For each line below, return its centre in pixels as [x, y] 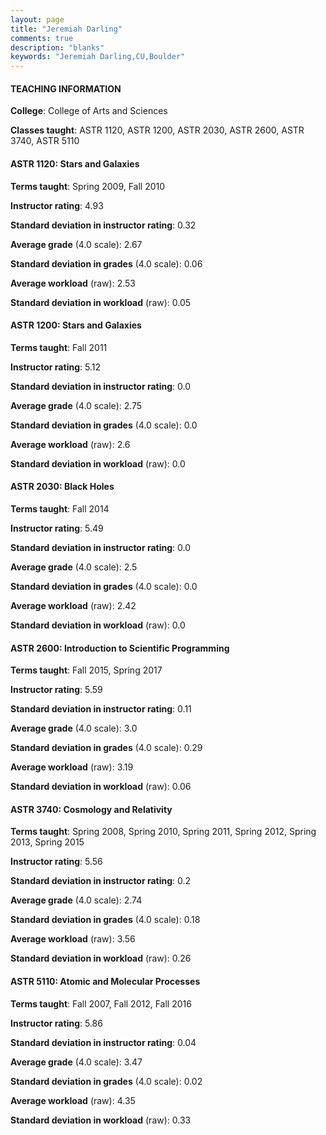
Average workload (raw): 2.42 [73, 605]
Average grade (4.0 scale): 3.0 [74, 728]
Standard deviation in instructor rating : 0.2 [101, 881]
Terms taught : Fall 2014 [60, 508]
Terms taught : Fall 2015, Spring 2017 [86, 670]
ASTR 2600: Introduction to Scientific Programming [120, 648]
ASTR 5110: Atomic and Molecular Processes [105, 981]
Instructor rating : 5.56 [56, 862]
